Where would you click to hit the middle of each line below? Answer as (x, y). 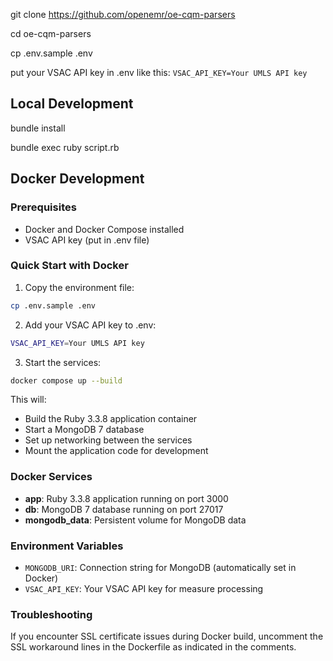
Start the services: (63, 362)
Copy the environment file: (79, 287)
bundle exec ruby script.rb (65, 147)
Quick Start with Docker (69, 266)
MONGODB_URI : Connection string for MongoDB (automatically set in (160, 568)
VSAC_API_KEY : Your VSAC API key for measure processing (144, 589)
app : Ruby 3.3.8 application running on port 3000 (126, 498)
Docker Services (51, 477)
